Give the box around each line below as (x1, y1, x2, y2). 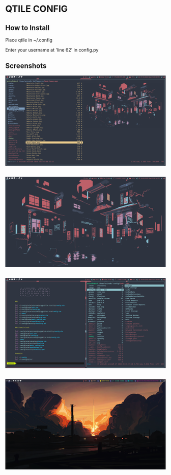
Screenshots (5, 62, 47, 70)
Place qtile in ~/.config (5, 37, 52, 43)
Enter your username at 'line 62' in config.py (5, 47, 99, 53)
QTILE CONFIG (5, 3, 68, 15)
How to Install (5, 23, 50, 32)
